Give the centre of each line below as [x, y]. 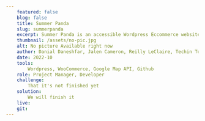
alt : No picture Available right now [65, 46]
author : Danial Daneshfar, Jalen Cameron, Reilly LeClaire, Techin [104, 52]
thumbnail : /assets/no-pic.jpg [57, 40]
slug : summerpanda [40, 29]
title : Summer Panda [43, 23]
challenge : [31, 80]
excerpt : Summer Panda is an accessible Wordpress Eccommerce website [109, 35]
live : [24, 103]
